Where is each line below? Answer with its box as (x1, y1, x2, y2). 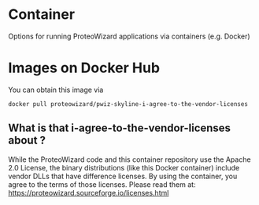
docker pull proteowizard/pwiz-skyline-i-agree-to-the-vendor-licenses (8, 100, 248, 108)
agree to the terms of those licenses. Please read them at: (8, 179, 196, 189)
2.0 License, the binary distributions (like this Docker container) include (8, 163, 240, 172)
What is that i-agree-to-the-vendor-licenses (8, 122, 231, 135)
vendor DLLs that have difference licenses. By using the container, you (8, 171, 238, 181)
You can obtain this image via (8, 85, 104, 94)
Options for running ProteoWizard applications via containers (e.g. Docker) (8, 31, 250, 41)
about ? (8, 134, 46, 147)
